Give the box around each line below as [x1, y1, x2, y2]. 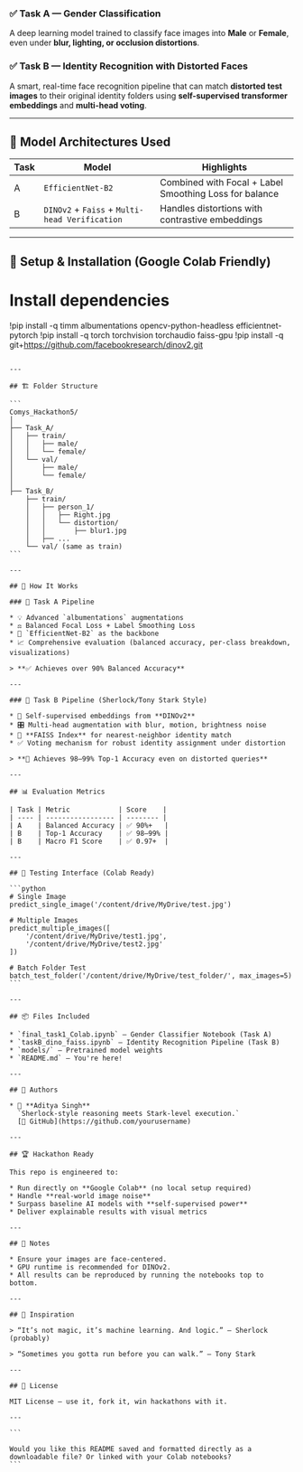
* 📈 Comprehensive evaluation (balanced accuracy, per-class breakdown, [9, 638, 291, 647]
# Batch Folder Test [9, 963, 87, 972]
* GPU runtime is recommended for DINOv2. [9, 1262, 171, 1271]
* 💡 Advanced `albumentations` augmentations [9, 613, 184, 622]
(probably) [9, 1334, 50, 1343]
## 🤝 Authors [9, 1085, 59, 1094]
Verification [66, 215, 124, 225]
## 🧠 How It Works [9, 581, 78, 590]
